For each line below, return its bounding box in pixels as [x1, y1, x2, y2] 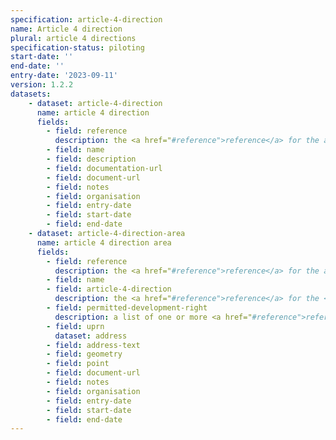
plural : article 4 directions [10, 33, 137, 43]
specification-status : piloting [10, 42, 145, 53]
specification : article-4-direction [10, 14, 163, 25]
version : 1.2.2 [10, 80, 74, 90]
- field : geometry [46, 349, 123, 360]
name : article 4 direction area [36, 237, 172, 248]
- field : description [46, 154, 137, 164]
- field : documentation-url [46, 163, 163, 173]
